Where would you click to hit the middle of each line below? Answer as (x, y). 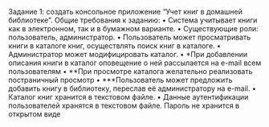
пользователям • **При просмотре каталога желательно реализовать (130, 71)
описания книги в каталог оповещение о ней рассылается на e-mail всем (135, 63)
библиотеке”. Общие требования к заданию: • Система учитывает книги (133, 20)
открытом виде (35, 114)
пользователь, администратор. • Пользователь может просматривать (130, 37)
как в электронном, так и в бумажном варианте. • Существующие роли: (133, 29)
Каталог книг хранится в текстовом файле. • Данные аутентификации (128, 97)
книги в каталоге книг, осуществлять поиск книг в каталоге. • (115, 46)
